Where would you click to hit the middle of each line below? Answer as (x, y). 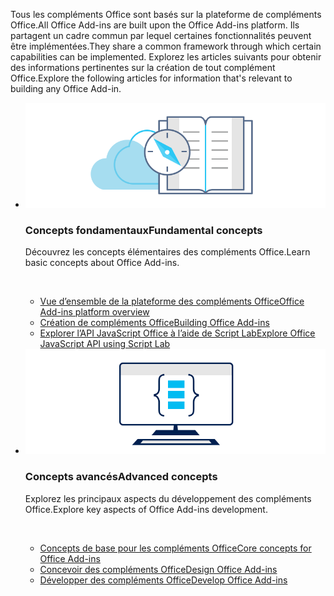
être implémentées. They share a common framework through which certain (166, 46)
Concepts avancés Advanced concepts (121, 477)
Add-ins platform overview (94, 312)
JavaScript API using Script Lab (105, 344)
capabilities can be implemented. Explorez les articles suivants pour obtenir (166, 57)
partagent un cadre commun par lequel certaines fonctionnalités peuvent (161, 35)
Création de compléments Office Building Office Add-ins (154, 323)
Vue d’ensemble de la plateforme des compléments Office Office (172, 301)
